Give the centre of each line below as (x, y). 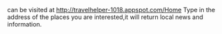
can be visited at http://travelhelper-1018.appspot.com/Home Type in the (111, 10)
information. (25, 24)
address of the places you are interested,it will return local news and (105, 17)
